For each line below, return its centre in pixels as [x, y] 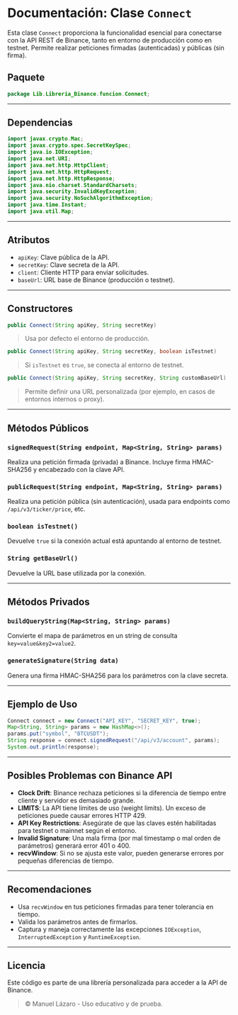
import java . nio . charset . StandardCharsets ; [73, 185]
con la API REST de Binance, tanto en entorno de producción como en [110, 40]
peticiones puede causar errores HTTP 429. [82, 815]
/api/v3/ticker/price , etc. [46, 509]
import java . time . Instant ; [47, 205]
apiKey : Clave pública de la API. [63, 257]
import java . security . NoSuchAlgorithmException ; [80, 198]
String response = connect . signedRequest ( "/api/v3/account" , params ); [114, 741]
